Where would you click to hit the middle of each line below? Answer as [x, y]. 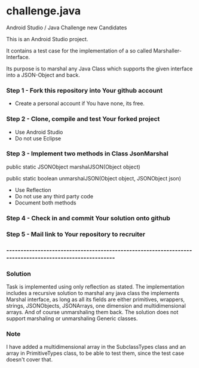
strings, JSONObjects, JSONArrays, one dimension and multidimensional [96, 305]
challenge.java [44, 11]
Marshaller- [168, 50]
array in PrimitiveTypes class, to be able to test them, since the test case [95, 353]
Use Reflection [33, 190]
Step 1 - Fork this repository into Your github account [85, 90]
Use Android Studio [39, 132]
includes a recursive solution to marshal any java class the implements [93, 293]
